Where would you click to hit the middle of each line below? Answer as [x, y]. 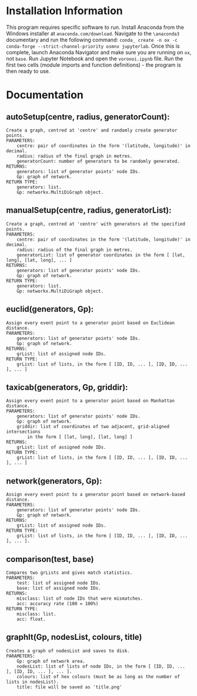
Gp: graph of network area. [51, 661]
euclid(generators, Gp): [50, 309]
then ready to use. [28, 71]
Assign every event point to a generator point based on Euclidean [91, 323]
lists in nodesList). [33, 682]
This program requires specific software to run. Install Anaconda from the [95, 27]
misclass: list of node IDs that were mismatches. [80, 599]
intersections [24, 432]
